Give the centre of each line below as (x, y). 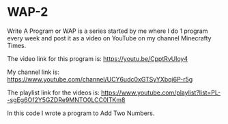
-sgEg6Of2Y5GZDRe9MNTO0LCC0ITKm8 (66, 99)
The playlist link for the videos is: (54, 92)
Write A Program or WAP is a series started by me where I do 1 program (108, 31)
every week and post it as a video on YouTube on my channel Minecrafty (109, 38)
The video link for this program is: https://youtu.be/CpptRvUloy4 (98, 58)
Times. (17, 45)
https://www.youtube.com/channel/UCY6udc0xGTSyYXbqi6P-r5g (100, 79)
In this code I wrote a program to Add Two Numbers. (81, 113)
